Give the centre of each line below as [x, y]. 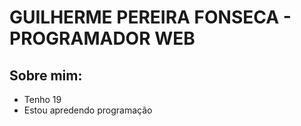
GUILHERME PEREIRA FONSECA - [150, 17]
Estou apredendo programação [88, 110]
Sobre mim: [46, 75]
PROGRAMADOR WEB [102, 38]
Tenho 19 [42, 99]
